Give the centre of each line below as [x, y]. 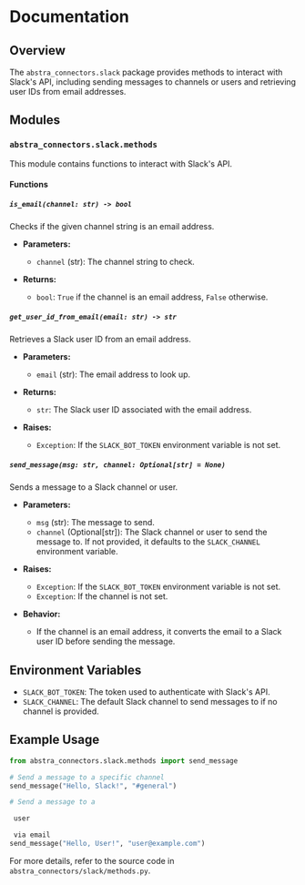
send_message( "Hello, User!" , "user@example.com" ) [107, 844]
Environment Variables [76, 670]
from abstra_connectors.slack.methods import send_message [124, 761]
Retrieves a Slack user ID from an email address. [100, 340]
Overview [38, 51]
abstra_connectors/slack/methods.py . [80, 870]
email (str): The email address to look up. [113, 374]
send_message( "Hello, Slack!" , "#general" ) [93, 786]
